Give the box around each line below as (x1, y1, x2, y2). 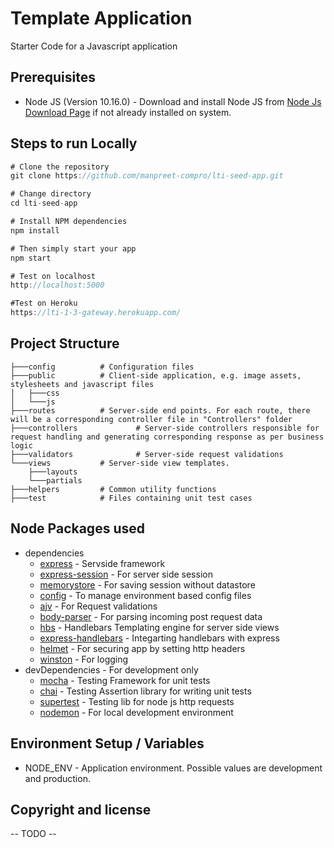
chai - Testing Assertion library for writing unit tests (39, 685, 252, 697)
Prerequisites (10, 69, 96, 86)
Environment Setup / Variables (10, 735, 205, 752)
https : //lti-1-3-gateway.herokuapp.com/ (10, 308, 182, 318)
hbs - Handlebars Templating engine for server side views (39, 621, 280, 633)
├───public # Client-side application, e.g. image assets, (10, 370, 302, 381)
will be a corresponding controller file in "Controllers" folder (10, 414, 293, 424)
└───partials (28, 475, 83, 486)
